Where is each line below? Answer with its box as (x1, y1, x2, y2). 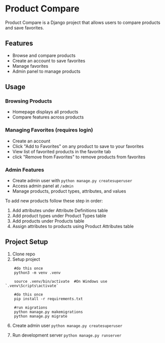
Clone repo (12, 251, 36, 257)
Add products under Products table (12, 218, 85, 224)
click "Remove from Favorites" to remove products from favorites (12, 154, 146, 160)
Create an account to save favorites (12, 58, 86, 64)
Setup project (12, 256, 41, 262)
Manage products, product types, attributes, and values (12, 188, 126, 194)
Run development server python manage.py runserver (12, 332, 122, 338)
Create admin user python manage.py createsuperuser (12, 322, 123, 329)
